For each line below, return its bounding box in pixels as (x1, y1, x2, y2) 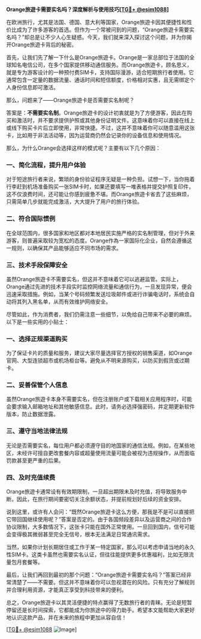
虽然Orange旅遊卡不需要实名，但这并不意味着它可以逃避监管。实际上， (6, 275, 182, 282)
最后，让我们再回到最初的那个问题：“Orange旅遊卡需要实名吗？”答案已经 (6, 571, 187, 578)
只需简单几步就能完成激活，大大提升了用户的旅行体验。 (6, 198, 142, 206)
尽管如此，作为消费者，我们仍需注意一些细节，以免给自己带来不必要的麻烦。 (6, 311, 195, 318)
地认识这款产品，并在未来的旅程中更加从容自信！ (6, 614, 127, 621)
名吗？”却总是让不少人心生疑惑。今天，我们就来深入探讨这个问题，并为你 (6, 34, 187, 41)
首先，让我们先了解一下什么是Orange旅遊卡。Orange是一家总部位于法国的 (6, 54, 190, 61)
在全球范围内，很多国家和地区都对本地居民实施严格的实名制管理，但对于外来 (6, 229, 195, 236)
